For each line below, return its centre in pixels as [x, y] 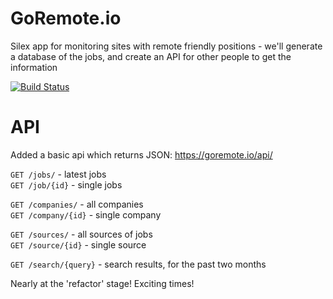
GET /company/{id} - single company [86, 214]
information [34, 67]
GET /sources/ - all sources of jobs [81, 234]
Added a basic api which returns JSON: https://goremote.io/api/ [141, 154]
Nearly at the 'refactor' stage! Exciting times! [102, 283]
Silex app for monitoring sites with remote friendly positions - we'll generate [166, 46]
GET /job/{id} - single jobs [66, 184]
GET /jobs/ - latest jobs [58, 174]
